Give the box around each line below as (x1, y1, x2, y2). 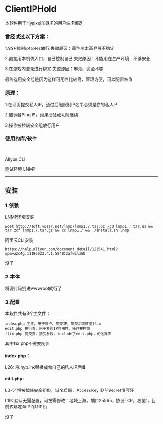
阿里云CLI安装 (5, 237, 33, 243)
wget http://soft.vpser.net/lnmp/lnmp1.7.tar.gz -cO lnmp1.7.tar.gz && (5, 224, 153, 228)
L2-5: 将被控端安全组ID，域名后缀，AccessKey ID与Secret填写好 (5, 387, 134, 393)
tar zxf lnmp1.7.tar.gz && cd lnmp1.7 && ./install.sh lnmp (5, 228, 130, 233)
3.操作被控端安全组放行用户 (5, 122, 60, 128)
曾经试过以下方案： (5, 33, 50, 40)
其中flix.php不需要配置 (5, 341, 50, 346)
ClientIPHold (5, 3, 57, 15)
